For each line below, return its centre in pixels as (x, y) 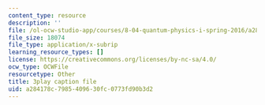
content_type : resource (47, 15)
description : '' (35, 23)
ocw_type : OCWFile (38, 67)
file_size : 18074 (37, 37)
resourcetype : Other (42, 74)
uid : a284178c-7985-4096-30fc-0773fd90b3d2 (81, 89)
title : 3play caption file (52, 81)
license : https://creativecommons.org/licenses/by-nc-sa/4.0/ (112, 60)
